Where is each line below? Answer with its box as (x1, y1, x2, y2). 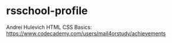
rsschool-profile (6, 4, 88, 18)
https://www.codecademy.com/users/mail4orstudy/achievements (6, 29, 166, 37)
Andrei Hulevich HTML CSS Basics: (6, 24, 92, 31)
